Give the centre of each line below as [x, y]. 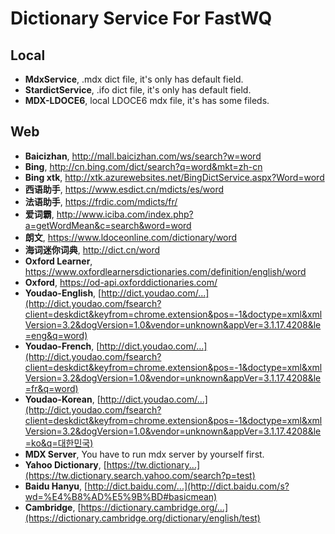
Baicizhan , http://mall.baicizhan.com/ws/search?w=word [143, 156]
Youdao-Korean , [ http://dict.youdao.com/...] [116, 399]
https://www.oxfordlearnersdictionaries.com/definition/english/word [165, 271]
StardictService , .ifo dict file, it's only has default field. [138, 90]
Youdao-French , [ [62, 346]
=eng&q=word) [56, 335]
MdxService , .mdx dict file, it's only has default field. [134, 79]
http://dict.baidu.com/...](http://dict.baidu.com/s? [188, 486]
